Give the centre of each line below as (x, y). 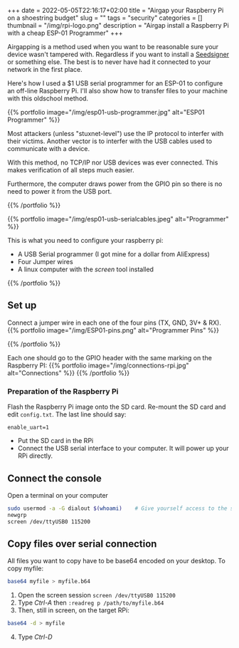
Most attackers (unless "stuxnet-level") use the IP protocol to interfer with (116, 134)
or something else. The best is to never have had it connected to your (109, 62)
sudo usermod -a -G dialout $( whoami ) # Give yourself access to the (117, 508)
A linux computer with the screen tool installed (86, 269)
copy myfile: (26, 568)
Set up (22, 305)
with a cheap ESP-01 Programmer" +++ (65, 33)
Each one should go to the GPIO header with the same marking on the (110, 357)
